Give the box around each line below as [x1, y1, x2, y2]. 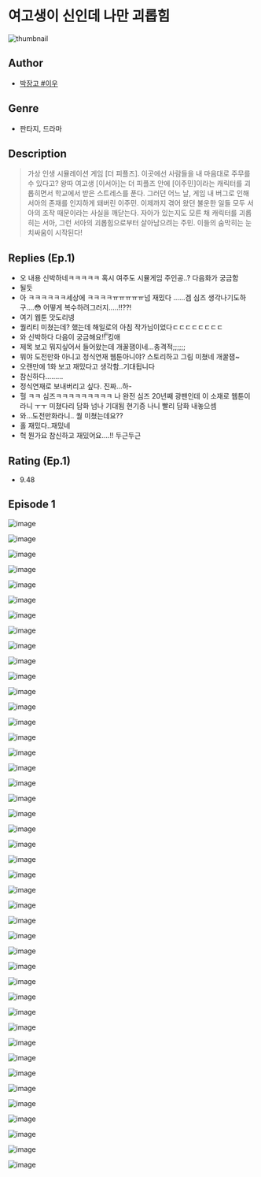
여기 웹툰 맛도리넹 [19, 313, 75, 322]
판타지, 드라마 [19, 124, 63, 133]
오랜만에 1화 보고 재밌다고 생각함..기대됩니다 [19, 362, 156, 371]
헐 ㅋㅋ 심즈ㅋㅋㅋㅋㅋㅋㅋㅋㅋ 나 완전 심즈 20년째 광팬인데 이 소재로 [19, 392, 230, 401]
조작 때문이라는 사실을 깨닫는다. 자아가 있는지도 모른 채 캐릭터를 [42, 208, 237, 217]
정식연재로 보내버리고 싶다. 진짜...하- [19, 381, 132, 391]
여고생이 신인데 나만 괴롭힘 [8, 7, 171, 25]
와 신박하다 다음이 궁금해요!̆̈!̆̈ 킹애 [19, 332, 120, 342]
